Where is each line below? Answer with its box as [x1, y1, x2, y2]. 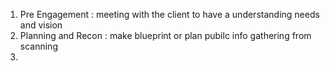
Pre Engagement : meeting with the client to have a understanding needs [19, 9, 320, 20]
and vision [19, 19, 63, 31]
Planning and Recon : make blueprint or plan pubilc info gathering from [19, 30, 312, 41]
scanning [19, 40, 58, 52]
